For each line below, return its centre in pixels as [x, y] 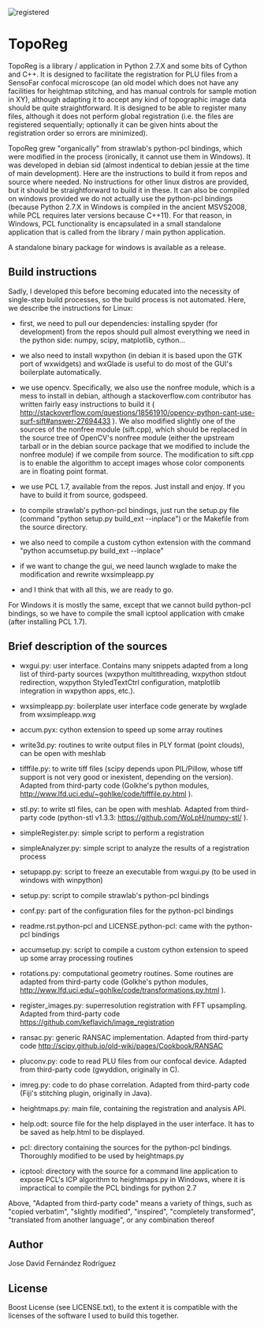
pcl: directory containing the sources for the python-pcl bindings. [126, 1147]
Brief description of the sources [88, 647]
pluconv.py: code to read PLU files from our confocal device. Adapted [133, 1061]
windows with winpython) [61, 880]
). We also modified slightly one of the [174, 421]
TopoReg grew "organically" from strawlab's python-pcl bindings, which [125, 148]
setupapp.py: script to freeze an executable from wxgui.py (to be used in [138, 871]
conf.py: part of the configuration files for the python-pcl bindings [126, 911]
